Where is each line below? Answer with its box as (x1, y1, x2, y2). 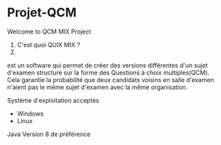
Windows (16, 109, 44, 118)
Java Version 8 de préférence (7, 130, 91, 138)
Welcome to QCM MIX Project (7, 27, 92, 36)
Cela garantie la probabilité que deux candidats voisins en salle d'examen (7, 75, 214, 83)
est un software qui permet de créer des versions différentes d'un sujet (7, 61, 208, 69)
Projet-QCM (7, 5, 77, 21)
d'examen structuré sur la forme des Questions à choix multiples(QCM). (7, 68, 210, 77)
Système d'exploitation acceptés (7, 96, 99, 104)
